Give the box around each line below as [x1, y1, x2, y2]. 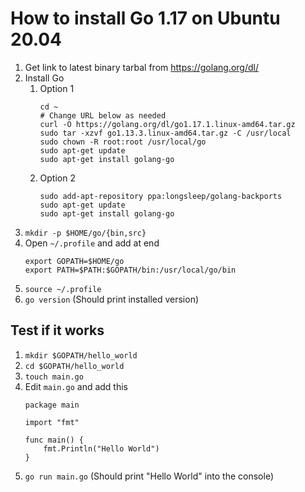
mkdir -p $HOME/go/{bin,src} [24, 228, 147, 238]
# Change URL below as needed [39, 110, 167, 121]
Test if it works [10, 322, 105, 339]
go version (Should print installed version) [24, 293, 200, 305]
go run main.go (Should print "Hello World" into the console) [24, 470, 275, 482]
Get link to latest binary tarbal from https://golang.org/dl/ [24, 61, 259, 73]
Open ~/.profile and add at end [24, 237, 160, 249]
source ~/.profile [24, 284, 102, 294]
